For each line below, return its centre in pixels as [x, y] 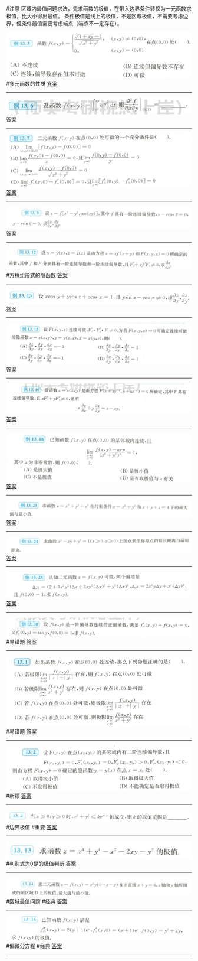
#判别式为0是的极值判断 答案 [41, 864]
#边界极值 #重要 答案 [32, 827]
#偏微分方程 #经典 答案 [34, 946]
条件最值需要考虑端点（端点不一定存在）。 [72, 23]
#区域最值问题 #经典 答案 [37, 901]
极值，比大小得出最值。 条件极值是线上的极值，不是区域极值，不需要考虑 [95, 16]
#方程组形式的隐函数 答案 [37, 275]
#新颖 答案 [19, 796]
